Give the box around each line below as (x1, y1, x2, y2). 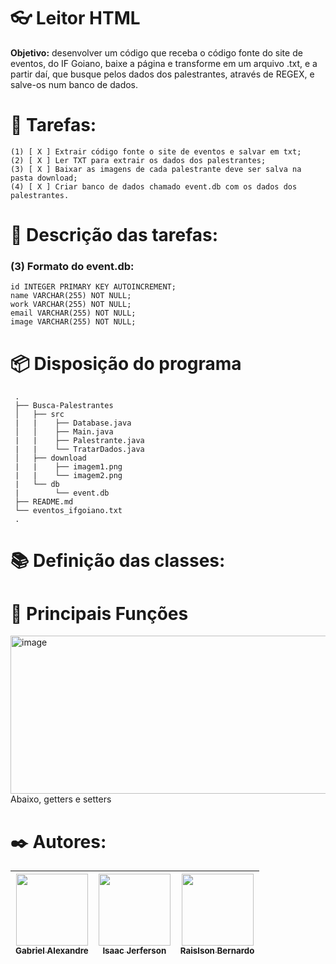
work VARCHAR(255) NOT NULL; (10, 300, 132, 310)
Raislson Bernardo (179, 945, 255, 957)
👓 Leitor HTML (10, 7, 141, 30)
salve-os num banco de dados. (10, 78, 139, 90)
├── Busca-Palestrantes (14, 401, 114, 411)
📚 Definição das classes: (10, 550, 226, 572)
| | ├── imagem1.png (14, 462, 123, 472)
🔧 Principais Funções (10, 602, 189, 625)
